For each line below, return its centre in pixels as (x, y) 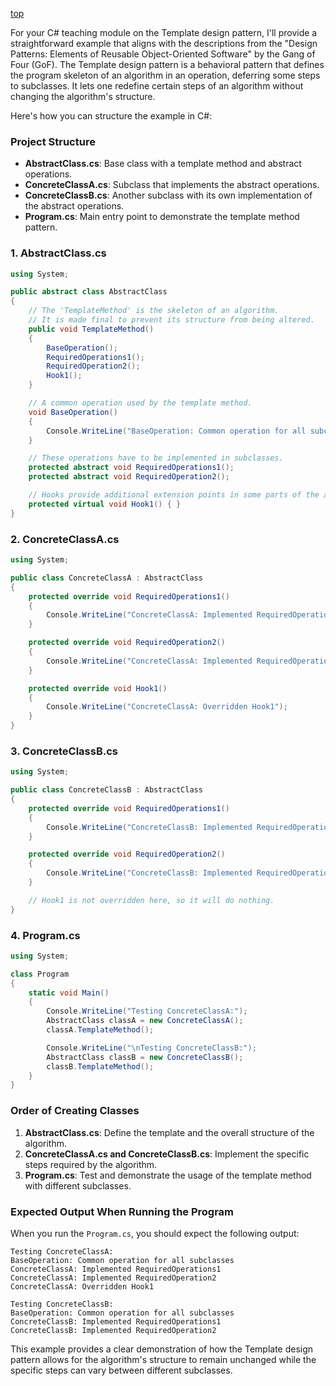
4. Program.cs (45, 935)
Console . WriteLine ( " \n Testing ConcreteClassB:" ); (151, 1048)
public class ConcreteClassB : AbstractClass (106, 790)
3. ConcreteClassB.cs (64, 751)
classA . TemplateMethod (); (100, 1030)
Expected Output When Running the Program (122, 1211)
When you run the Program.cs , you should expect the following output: (155, 1233)
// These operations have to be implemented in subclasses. (156, 458)
